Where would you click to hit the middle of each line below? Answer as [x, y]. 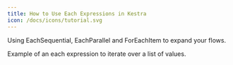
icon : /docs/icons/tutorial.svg [55, 20]
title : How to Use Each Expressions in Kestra [77, 14]
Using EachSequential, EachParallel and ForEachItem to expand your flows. [117, 40]
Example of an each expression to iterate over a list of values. [97, 54]
